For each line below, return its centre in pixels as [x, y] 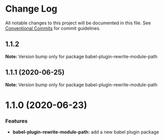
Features [17, 121]
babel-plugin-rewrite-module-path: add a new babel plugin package [86, 132]
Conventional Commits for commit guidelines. [53, 28]
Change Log [31, 9]
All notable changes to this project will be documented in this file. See [78, 23]
